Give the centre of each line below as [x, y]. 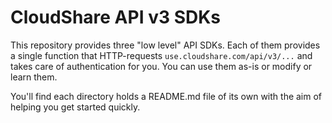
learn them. [34, 77]
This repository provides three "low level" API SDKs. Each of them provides [165, 45]
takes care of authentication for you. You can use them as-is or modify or [161, 66]
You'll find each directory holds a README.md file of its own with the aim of [166, 96]
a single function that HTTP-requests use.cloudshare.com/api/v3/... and [161, 55]
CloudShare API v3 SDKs [116, 17]
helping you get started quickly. [75, 107]
